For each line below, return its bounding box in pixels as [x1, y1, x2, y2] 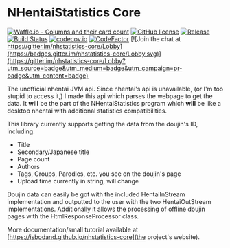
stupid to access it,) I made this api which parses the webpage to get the [7, 91, 213, 100]
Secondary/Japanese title [16, 148, 90, 156]
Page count [16, 155, 50, 163]
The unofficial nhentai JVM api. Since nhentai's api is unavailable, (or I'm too [7, 84, 224, 93]
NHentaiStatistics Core [7, 5, 141, 21]
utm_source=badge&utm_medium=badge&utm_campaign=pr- [7, 64, 183, 72]
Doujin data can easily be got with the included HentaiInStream [7, 190, 185, 199]
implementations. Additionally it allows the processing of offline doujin [7, 205, 206, 213]
